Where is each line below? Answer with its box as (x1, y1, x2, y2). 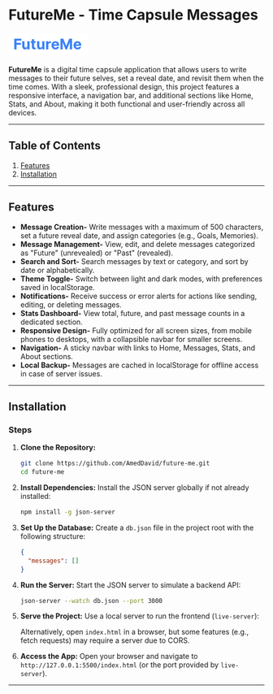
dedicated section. (19, 317, 83, 327)
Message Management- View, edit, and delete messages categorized (19, 239, 256, 249)
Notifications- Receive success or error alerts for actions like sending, (19, 291, 258, 301)
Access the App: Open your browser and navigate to (19, 652, 198, 661)
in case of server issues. (19, 368, 103, 379)
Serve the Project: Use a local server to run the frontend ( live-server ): (19, 611, 260, 621)
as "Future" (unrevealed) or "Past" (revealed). (19, 248, 173, 258)
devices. (8, 107, 37, 117)
